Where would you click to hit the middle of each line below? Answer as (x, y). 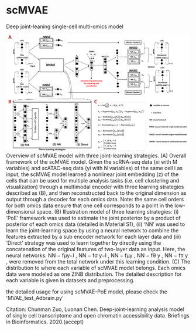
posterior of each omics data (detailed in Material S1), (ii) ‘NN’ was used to (96, 224)
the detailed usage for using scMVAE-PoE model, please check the (87, 292)
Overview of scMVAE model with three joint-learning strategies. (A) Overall (96, 156)
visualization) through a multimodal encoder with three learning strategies (95, 187)
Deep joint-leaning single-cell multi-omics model (65, 26)
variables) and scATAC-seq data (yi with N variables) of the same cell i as (94, 168)
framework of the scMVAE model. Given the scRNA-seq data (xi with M (92, 162)
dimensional (21, 212)
